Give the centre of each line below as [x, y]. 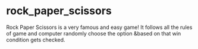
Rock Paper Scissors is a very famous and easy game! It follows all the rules [99, 27]
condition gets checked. [36, 40]
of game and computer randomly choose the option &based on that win [94, 33]
